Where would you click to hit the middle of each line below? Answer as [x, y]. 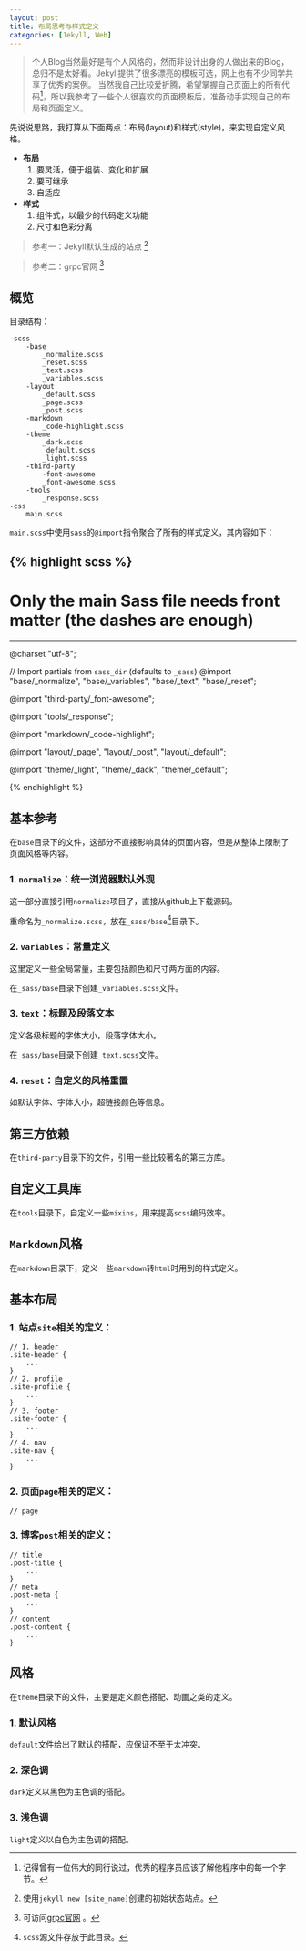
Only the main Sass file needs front [145, 601]
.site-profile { [40, 1387]
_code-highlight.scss [83, 427]
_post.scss [63, 411]
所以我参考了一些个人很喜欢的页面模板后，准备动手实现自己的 [166, 97]
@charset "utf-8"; [43, 654]
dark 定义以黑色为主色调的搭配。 [70, 1792]
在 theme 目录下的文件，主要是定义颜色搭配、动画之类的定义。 [123, 1696]
